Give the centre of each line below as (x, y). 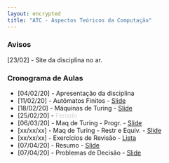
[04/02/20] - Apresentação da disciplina (76, 93)
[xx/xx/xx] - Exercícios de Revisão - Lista (77, 138)
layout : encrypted (34, 14)
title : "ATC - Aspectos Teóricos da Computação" (80, 20)
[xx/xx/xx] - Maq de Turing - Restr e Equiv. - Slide (89, 131)
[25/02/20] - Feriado (47, 115)
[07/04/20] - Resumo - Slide (59, 146)
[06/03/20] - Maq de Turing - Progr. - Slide (80, 123)
